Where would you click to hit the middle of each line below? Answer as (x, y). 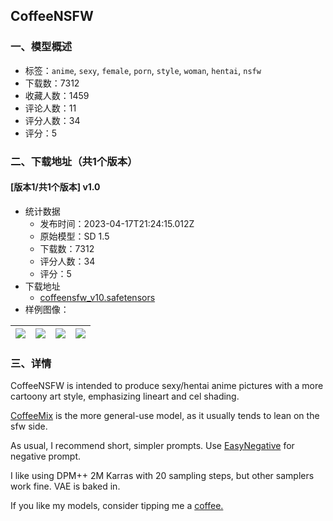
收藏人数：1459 (57, 95)
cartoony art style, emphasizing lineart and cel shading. (125, 396)
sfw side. (29, 426)
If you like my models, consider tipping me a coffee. (117, 506)
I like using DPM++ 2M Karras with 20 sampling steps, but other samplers (162, 476)
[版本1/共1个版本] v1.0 (55, 187)
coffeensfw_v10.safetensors (97, 297)
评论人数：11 (50, 108)
